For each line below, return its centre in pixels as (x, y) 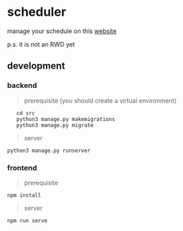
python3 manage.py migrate (55, 125)
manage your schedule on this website (62, 31)
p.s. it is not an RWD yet (41, 44)
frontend (22, 168)
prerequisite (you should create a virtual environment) (100, 100)
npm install (24, 195)
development (36, 66)
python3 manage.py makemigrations (66, 119)
